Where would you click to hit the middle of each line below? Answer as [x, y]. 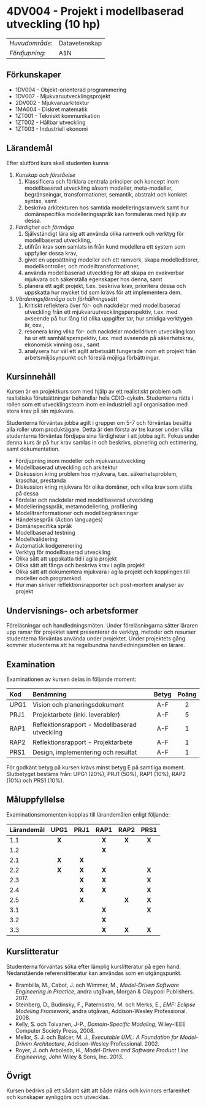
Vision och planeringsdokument [78, 705]
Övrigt [19, 1076]
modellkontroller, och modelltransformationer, [82, 266]
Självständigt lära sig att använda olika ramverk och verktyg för [104, 233]
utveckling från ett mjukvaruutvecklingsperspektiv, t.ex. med [101, 312]
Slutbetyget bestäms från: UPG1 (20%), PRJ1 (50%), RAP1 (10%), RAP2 [96, 774]
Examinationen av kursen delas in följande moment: [71, 679]
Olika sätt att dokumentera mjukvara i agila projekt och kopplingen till [102, 572]
